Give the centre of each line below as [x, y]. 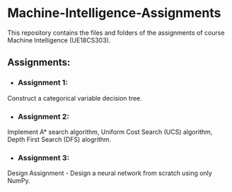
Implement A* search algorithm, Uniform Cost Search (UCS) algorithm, [110, 132]
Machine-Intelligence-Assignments [114, 13]
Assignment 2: [43, 116]
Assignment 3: [43, 157]
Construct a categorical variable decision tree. [75, 98]
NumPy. [19, 181]
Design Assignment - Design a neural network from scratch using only [110, 173]
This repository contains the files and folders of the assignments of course [116, 33]
